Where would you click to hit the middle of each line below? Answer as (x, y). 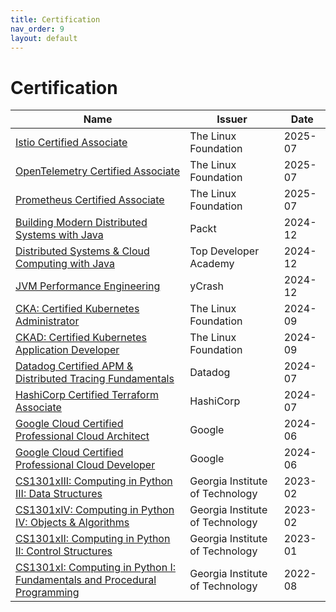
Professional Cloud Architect (82, 436)
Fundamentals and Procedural (86, 580)
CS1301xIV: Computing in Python (95, 510)
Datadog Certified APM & (74, 366)
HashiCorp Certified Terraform (87, 395)
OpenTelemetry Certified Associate (98, 171)
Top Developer (224, 251)
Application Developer (67, 350)
